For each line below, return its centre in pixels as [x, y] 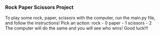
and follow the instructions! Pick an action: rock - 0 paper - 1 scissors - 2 [78, 23]
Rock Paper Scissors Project [39, 7]
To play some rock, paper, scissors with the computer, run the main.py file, [80, 18]
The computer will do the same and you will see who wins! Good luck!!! [77, 28]
